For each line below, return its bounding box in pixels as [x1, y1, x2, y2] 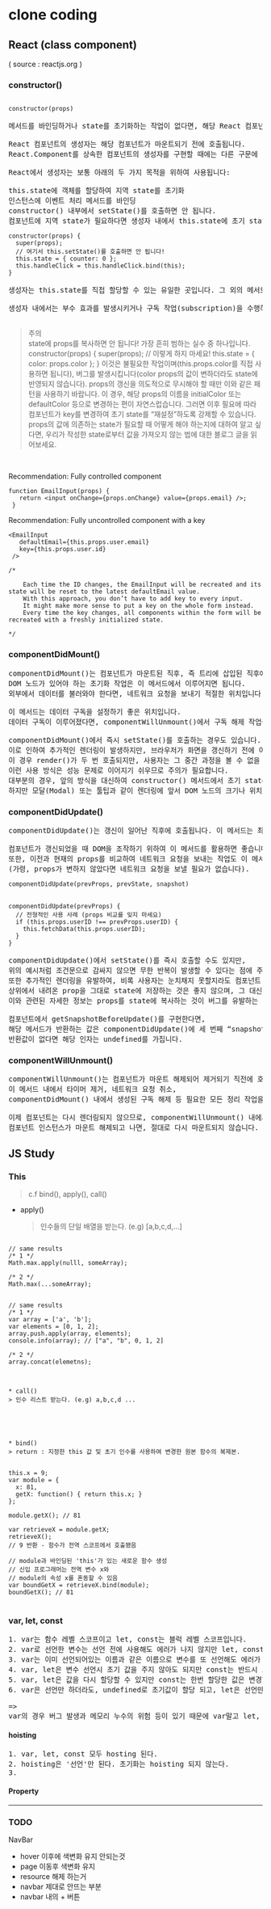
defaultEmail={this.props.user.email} [19, 538, 150, 546]
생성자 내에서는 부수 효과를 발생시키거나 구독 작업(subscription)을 [8, 304, 244, 313]
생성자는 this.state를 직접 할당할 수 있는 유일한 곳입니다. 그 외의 [8, 285, 244, 295]
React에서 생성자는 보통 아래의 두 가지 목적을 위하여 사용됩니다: [8, 168, 231, 177]
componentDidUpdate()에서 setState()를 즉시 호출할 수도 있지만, [8, 955, 246, 965]
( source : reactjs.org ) [8, 59, 83, 69]
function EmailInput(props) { [8, 487, 110, 495]
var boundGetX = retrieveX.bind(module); [8, 1581, 150, 1589]
